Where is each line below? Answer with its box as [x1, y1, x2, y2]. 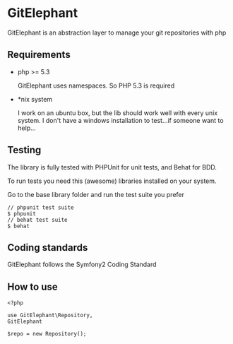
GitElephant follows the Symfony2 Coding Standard [7, 260, 157, 269]
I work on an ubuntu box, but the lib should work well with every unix [17, 108, 218, 117]
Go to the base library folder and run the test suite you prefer [7, 190, 185, 198]
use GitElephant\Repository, [7, 312, 93, 319]
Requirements [7, 49, 71, 61]
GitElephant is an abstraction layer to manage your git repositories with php [7, 28, 227, 37]
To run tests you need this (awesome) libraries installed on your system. [7, 177, 217, 185]
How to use [7, 280, 58, 292]
